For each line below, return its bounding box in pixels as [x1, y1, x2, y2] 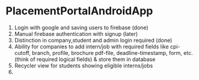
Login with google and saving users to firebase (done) [14, 24, 148, 31]
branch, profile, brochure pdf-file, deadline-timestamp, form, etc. [31, 49, 193, 56]
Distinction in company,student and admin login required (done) [14, 36, 173, 44]
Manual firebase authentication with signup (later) [14, 30, 138, 37]
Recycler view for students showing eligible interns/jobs [14, 61, 153, 69]
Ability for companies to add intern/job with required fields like [14, 43, 169, 50]
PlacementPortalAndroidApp [5, 4, 153, 18]
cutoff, [14, 49, 31, 56]
